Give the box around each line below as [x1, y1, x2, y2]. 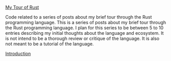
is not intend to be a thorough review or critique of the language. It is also [5, 35, 160, 41]
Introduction [5, 50, 31, 56]
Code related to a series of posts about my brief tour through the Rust [5, 14, 152, 20]
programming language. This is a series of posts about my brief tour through [5, 20, 166, 25]
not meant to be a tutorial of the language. [5, 41, 94, 47]
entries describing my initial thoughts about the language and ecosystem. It [5, 30, 164, 36]
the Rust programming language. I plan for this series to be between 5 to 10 [5, 25, 164, 31]
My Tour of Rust [5, 5, 39, 10]
